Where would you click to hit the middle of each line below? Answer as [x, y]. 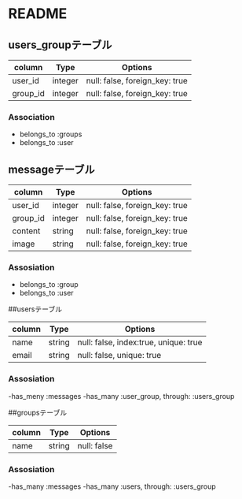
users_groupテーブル [60, 45]
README [38, 14]
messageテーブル [51, 169]
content [26, 231]
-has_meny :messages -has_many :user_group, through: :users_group [121, 396]
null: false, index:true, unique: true [140, 342]
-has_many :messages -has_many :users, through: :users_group [112, 486]
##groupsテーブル [38, 412]
